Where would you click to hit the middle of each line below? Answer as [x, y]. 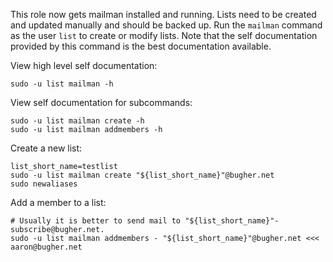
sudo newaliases [44, 184]
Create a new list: [46, 148]
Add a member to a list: [58, 202]
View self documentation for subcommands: [101, 102]
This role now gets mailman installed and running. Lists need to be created [163, 14]
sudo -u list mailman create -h [77, 121]
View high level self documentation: [84, 65]
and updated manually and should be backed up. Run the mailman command [166, 25]
